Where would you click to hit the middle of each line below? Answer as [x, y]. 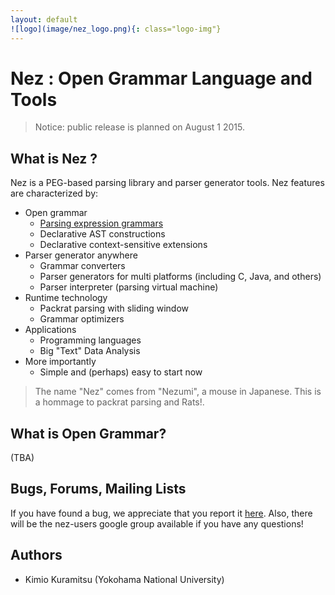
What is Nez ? [54, 158]
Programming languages [90, 340]
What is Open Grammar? [88, 433]
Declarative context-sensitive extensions [123, 245]
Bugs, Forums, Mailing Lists [98, 489]
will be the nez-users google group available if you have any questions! [157, 523]
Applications [50, 330]
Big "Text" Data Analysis [90, 351]
